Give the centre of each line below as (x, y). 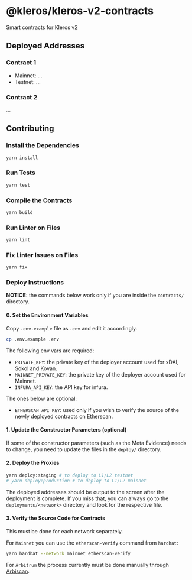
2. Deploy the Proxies (33, 463)
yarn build (19, 212)
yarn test (18, 185)
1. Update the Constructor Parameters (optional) (66, 430)
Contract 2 (22, 97)
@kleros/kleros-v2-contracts (80, 11)
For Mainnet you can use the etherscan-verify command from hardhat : (92, 543)
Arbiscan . (18, 571)
